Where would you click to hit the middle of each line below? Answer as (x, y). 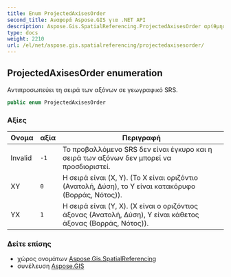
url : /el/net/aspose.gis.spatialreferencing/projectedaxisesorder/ (106, 45)
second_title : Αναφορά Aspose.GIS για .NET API (77, 20)
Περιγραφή (142, 137)
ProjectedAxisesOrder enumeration (85, 73)
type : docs (23, 33)
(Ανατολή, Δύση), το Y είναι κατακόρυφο (129, 186)
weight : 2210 (26, 39)
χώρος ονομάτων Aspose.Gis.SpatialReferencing (87, 259)
